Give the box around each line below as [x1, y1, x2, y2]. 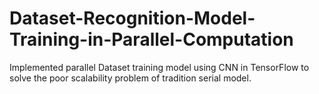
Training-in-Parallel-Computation [9, 28, 294, 51]
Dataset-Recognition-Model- [9, 7, 256, 30]
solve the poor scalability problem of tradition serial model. [9, 72, 252, 84]
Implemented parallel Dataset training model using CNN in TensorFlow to [9, 61, 310, 73]
